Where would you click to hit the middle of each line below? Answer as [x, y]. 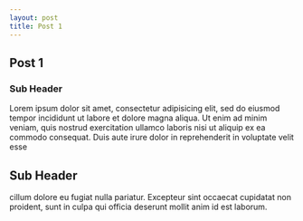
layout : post [34, 18]
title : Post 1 [36, 26]
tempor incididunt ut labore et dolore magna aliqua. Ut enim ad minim [138, 118]
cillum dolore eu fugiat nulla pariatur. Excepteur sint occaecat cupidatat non [151, 197]
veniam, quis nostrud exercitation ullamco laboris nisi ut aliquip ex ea [137, 128]
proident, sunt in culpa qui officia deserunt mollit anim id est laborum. [138, 207]
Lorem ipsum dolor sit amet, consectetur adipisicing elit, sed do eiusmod [145, 109]
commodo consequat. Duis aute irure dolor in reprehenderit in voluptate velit [151, 138]
